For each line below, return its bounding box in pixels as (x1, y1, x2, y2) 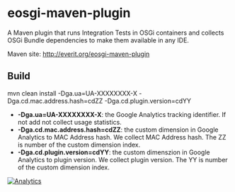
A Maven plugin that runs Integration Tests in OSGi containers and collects (7, 28, 224, 37)
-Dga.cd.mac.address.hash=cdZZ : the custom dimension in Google (17, 125, 219, 134)
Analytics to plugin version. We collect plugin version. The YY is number (17, 155, 228, 164)
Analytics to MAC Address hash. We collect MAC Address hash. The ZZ (17, 132, 227, 141)
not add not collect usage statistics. (17, 118, 122, 126)
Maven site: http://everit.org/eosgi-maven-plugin (7, 50, 150, 58)
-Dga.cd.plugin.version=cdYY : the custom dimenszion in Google (17, 147, 210, 157)
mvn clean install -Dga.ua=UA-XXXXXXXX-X (7, 89, 138, 97)
